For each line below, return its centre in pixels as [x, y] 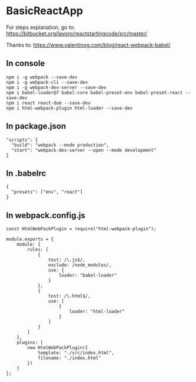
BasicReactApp [45, 11]
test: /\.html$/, [69, 296]
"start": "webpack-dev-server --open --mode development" [84, 150]
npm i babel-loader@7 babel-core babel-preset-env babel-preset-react [94, 93]
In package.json [36, 126]
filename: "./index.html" [69, 358]
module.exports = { [30, 239]
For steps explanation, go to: [41, 27]
